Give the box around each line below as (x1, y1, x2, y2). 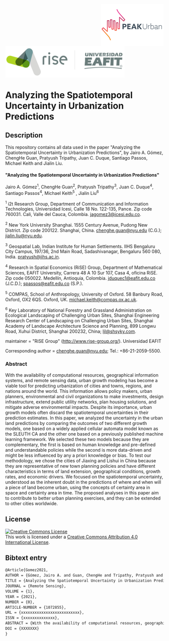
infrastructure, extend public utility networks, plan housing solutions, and (5, 399, 157, 405)
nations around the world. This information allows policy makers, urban (5, 388, 152, 394)
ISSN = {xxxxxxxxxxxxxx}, (5, 615, 59, 620)
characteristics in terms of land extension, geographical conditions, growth (5, 468, 161, 474)
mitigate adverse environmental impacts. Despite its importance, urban (5, 404, 152, 410)
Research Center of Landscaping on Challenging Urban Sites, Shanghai (5, 318, 153, 324)
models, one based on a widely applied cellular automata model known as (5, 425, 158, 432)
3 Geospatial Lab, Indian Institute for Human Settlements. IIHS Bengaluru (5, 242, 155, 249)
